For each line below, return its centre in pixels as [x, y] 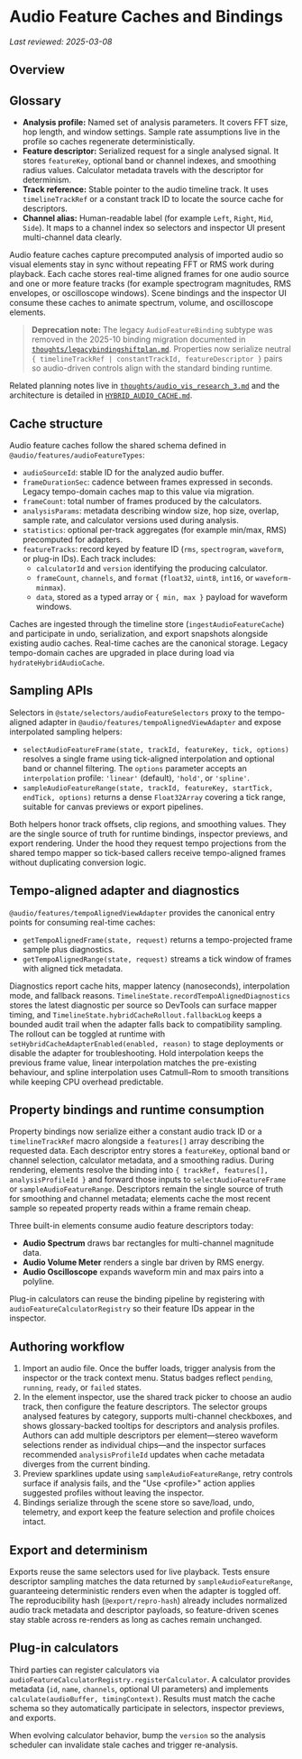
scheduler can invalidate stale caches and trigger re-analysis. [124, 1745]
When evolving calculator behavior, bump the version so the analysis [137, 1735]
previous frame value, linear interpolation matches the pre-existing [133, 1063]
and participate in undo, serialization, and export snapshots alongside [139, 633]
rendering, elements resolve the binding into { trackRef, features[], [139, 1170]
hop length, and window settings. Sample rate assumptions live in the [151, 132]
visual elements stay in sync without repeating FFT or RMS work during [142, 264]
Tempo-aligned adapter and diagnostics [125, 891]
